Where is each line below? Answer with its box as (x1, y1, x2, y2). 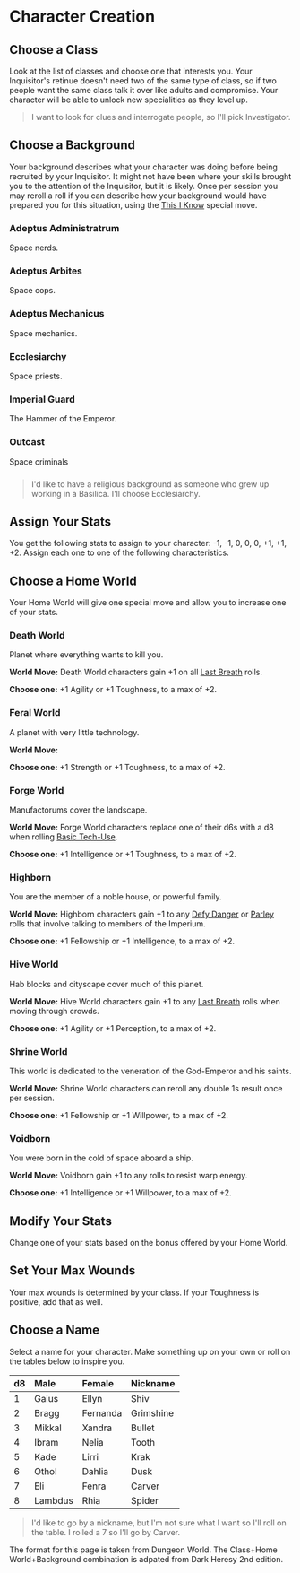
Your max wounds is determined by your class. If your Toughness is (9, 1287, 260, 1298)
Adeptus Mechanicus (9, 308, 105, 320)
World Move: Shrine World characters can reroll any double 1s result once (9, 1082, 283, 1093)
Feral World (9, 707, 61, 719)
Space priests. (9, 370, 63, 381)
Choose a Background (9, 137, 136, 153)
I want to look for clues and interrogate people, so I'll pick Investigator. (30, 112, 291, 122)
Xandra (81, 1421, 113, 1434)
